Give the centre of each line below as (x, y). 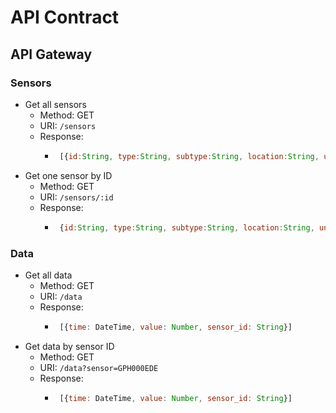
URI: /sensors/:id (76, 197)
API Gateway (51, 54)
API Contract (65, 17)
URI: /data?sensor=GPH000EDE (99, 367)
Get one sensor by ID (68, 175)
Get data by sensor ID (69, 346)
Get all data (48, 275)
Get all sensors (55, 104)
